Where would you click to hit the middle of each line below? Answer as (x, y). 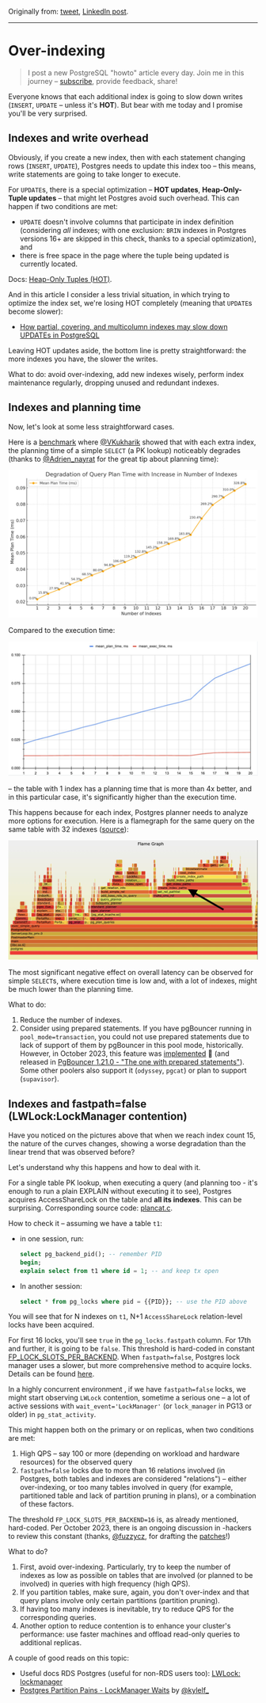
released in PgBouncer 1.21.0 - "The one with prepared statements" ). (132, 1062)
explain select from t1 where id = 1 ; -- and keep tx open (119, 1271)
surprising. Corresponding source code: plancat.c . (90, 1208)
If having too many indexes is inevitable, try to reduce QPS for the (127, 1609)
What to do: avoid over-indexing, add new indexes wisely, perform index (126, 374)
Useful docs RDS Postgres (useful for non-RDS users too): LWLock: (130, 1674)
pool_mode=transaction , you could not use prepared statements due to (134, 1037)
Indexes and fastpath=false (78, 1104)
